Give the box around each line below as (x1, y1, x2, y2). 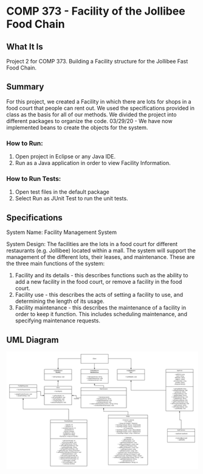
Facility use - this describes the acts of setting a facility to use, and (15, 291, 184, 299)
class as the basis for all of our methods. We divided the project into (6, 111, 177, 118)
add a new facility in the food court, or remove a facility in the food (15, 278, 182, 286)
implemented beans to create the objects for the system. (6, 124, 148, 131)
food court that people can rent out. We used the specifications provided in (6, 104, 195, 111)
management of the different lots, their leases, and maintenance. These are (6, 253, 195, 261)
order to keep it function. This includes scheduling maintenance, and (15, 311, 187, 318)
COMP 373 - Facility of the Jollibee (6, 4, 185, 18)
